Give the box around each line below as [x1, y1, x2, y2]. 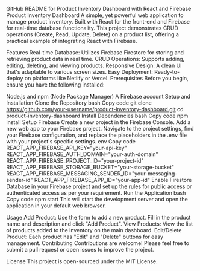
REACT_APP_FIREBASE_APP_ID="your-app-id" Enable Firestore [34, 177, 192, 183]
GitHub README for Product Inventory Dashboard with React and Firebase [6, 5, 192, 12]
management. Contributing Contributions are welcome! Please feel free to [6, 240, 190, 247]
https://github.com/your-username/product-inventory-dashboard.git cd [6, 106, 184, 113]
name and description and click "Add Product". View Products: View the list [6, 220, 193, 227]
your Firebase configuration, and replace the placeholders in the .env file [6, 131, 187, 139]
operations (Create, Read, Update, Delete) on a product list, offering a [6, 31, 180, 38]
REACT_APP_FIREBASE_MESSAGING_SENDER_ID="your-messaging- [6, 170, 178, 177]
